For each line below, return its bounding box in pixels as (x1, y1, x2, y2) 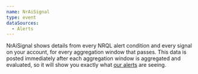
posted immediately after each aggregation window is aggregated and (6, 55, 181, 62)
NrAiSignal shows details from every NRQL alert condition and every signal (6, 42, 192, 49)
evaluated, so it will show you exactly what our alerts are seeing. (6, 61, 167, 69)
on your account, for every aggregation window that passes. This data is (6, 49, 187, 56)
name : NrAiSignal (6, 8, 50, 15)
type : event (6, 14, 36, 20)
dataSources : (6, 20, 39, 26)
